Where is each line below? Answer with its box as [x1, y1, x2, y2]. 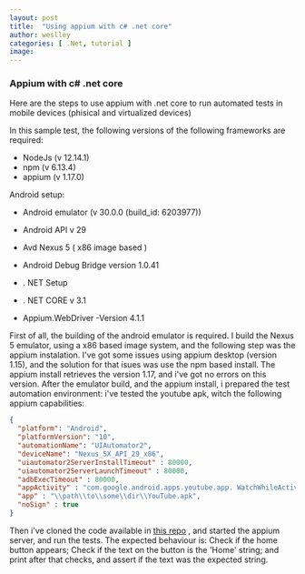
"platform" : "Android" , [17, 424, 107, 433]
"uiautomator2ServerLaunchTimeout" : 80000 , [17, 466, 189, 476]
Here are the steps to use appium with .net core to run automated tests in [9, 97, 283, 109]
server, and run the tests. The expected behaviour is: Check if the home [9, 534, 279, 546]
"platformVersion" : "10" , [17, 433, 116, 442]
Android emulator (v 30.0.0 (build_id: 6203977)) [22, 206, 202, 218]
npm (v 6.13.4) [22, 162, 76, 173]
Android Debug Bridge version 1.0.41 [22, 260, 160, 271]
